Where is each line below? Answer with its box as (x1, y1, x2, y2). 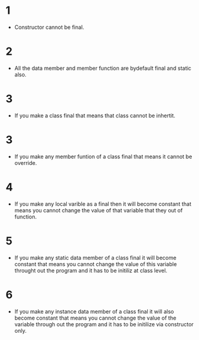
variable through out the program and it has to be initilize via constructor (14, 320, 194, 328)
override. (14, 159, 37, 166)
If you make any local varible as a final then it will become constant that (14, 200, 192, 208)
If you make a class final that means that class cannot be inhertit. (14, 112, 176, 119)
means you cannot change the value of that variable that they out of (14, 206, 183, 214)
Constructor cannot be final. (14, 23, 85, 31)
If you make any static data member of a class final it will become (14, 254, 177, 261)
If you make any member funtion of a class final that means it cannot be (14, 153, 192, 160)
